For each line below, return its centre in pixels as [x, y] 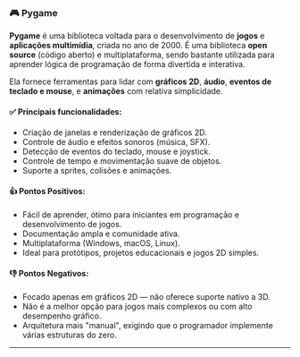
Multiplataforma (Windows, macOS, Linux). [101, 242]
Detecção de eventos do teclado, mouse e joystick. [117, 151]
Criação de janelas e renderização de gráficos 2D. [114, 132]
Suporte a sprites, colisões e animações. [97, 170]
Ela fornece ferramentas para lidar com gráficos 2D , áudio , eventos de [141, 81]
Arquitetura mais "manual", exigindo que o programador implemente [148, 325]
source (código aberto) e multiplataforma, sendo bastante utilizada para [142, 55]
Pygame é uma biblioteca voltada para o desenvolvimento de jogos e [137, 36]
